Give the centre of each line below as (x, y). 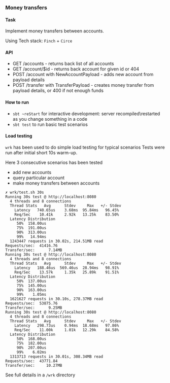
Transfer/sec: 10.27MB (34, 365)
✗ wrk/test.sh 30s (25, 192)
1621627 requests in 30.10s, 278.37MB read (56, 299)
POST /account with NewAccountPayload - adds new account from (83, 75)
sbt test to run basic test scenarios (50, 124)
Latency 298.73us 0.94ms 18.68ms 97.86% (67, 325)
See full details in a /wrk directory (40, 375)
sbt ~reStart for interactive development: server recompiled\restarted (86, 114)
